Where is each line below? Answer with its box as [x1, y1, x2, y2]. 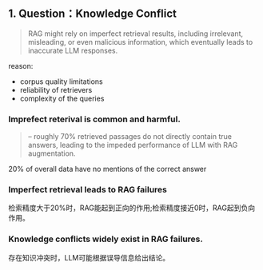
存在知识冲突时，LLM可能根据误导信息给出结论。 [8, 252, 170, 262]
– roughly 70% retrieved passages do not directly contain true [27, 131, 232, 141]
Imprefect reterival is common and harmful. [8, 113, 181, 125]
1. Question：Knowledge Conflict [8, 7, 177, 21]
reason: [8, 61, 34, 70]
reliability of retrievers [19, 85, 93, 94]
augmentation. [27, 149, 76, 158]
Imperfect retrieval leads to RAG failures [8, 184, 168, 195]
